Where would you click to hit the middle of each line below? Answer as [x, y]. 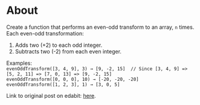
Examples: [19, 63]
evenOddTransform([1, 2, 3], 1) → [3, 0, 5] [63, 85]
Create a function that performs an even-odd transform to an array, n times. [100, 27]
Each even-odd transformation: [45, 33]
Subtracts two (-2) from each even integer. [68, 51]
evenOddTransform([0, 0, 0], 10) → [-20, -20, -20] [73, 79]
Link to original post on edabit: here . [51, 95]
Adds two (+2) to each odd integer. [59, 45]
